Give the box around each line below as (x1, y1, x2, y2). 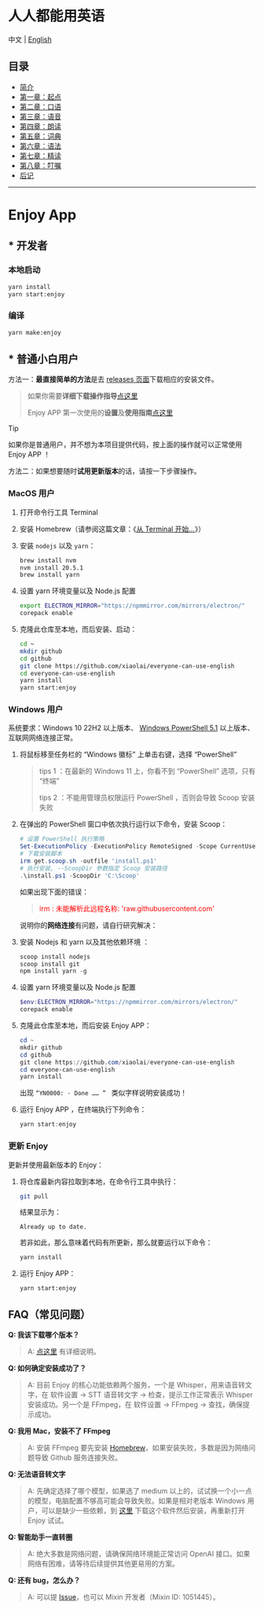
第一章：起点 (19, 92, 61, 101)
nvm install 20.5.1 (19, 563, 84, 572)
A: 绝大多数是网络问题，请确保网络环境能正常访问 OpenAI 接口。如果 (27, 1549, 251, 1559)
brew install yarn (19, 571, 80, 579)
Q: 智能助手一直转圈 (8, 1533, 73, 1542)
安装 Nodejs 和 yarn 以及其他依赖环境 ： (19, 936, 150, 947)
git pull (19, 1192, 49, 1200)
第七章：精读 (19, 151, 61, 160)
